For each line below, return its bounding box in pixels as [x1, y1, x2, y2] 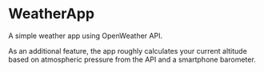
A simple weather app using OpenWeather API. [8, 31, 162, 40]
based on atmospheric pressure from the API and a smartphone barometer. [8, 55, 256, 64]
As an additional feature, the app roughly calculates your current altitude [8, 46, 248, 55]
